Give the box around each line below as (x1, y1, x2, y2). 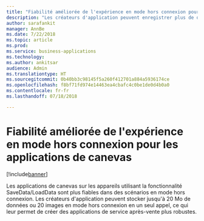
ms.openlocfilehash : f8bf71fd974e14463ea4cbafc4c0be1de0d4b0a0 (6, 82, 170, 88)
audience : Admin (6, 65, 47, 71)
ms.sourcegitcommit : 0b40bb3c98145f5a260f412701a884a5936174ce (6, 76, 170, 82)
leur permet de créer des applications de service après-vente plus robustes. (6, 208, 197, 215)
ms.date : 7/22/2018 (6, 31, 56, 38)
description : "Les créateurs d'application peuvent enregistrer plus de (6, 15, 194, 21)
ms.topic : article (6, 37, 53, 43)
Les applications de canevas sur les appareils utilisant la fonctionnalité (6, 182, 182, 190)
